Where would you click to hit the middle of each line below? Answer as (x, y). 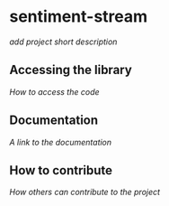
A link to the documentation (61, 142)
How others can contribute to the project (84, 192)
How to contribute (61, 170)
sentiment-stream (79, 17)
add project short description (63, 42)
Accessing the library (71, 70)
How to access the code (55, 91)
